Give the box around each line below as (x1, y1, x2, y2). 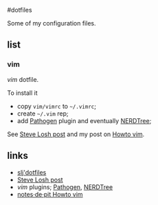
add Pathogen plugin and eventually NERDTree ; (16, 116, 152, 125)
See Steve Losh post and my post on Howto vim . (7, 130, 145, 138)
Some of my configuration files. (7, 19, 96, 27)
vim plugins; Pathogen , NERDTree (16, 182, 113, 191)
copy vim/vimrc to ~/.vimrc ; (16, 102, 96, 110)
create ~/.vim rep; (16, 109, 69, 118)
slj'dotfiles (16, 168, 47, 176)
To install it (7, 89, 38, 97)
